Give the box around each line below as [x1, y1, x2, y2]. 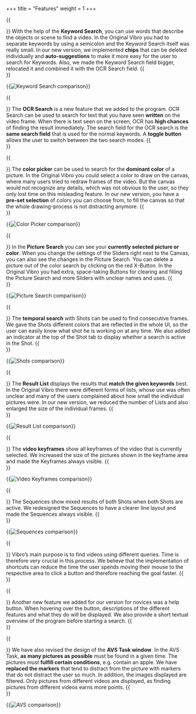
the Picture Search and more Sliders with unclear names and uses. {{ [6, 275, 173, 281]
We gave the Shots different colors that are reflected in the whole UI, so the [6, 321, 188, 328]
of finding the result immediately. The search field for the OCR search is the [6, 124, 188, 131]
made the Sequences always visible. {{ [6, 510, 100, 517]
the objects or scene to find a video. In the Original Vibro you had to [6, 34, 170, 40]
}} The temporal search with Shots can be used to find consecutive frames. [6, 315, 189, 322]
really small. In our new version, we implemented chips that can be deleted [6, 46, 187, 53]
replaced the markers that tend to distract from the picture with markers [6, 665, 181, 672]
